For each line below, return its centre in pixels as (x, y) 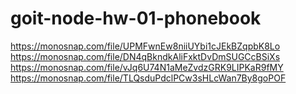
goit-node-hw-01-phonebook (136, 18)
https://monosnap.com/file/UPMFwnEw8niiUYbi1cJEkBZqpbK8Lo (145, 46)
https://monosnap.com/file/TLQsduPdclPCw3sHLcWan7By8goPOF (148, 78)
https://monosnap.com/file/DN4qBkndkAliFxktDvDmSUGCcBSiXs (145, 56)
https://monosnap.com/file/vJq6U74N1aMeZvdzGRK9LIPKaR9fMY (147, 67)
